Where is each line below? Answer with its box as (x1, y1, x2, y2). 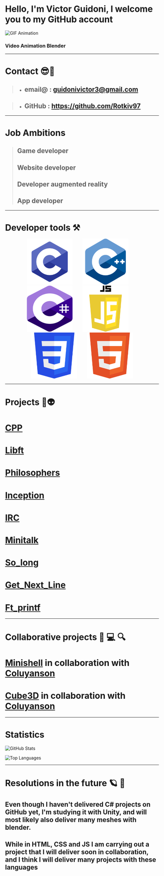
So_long (5, 557, 39, 568)
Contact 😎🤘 (5, 66, 55, 77)
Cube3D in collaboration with (5, 690, 126, 701)
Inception (5, 490, 45, 501)
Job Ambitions (5, 127, 66, 138)
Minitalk (5, 535, 39, 546)
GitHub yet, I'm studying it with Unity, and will (5, 808, 147, 817)
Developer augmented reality (17, 180, 108, 188)
